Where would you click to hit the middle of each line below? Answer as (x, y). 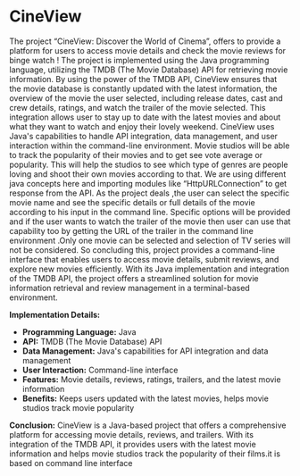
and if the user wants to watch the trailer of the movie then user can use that (150, 221)
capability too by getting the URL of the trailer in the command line (132, 230)
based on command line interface (71, 463)
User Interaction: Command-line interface (100, 370)
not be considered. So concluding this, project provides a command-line (142, 250)
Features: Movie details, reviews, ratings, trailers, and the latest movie (151, 379)
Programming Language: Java (79, 331)
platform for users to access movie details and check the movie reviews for (148, 50)
